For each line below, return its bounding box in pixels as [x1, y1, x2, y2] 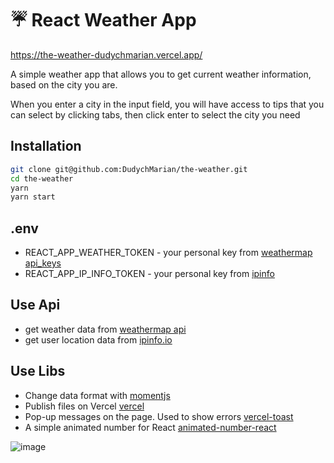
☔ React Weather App [10, 9, 197, 32]
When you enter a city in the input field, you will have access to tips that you [10, 98, 325, 110]
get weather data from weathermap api [24, 323, 187, 335]
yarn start [10, 192, 56, 202]
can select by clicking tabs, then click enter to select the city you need [10, 108, 301, 121]
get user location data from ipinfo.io [24, 333, 173, 346]
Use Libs [10, 363, 66, 380]
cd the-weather [10, 173, 74, 184]
